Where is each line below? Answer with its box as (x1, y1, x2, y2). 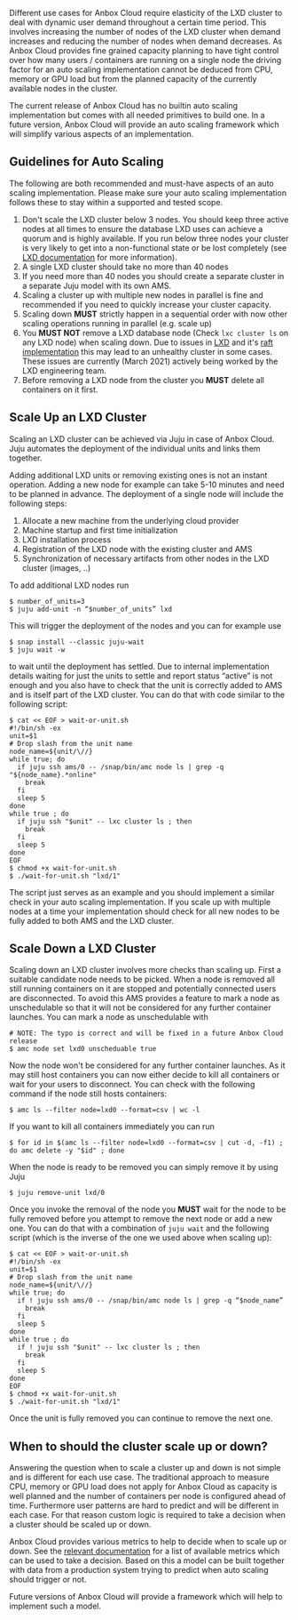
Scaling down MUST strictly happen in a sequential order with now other (21, 309, 288, 319)
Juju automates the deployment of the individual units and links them (9, 443, 261, 453)
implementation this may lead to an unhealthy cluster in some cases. (21, 346, 273, 357)
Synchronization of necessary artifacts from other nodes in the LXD (21, 553, 270, 564)
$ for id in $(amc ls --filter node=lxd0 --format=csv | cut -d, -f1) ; (9, 1138, 284, 1148)
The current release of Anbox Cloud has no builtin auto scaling (9, 100, 238, 110)
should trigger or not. (9, 1574, 87, 1585)
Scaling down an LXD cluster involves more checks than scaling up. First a (9, 965, 282, 975)
